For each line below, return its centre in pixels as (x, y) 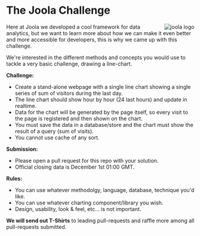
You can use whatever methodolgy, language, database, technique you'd (104, 190)
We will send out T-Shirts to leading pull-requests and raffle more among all (100, 221)
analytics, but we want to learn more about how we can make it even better (99, 33)
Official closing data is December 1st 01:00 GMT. (75, 167)
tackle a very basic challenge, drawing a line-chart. (69, 64)
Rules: (14, 178)
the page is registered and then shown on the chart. (79, 118)
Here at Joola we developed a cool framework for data (73, 27)
